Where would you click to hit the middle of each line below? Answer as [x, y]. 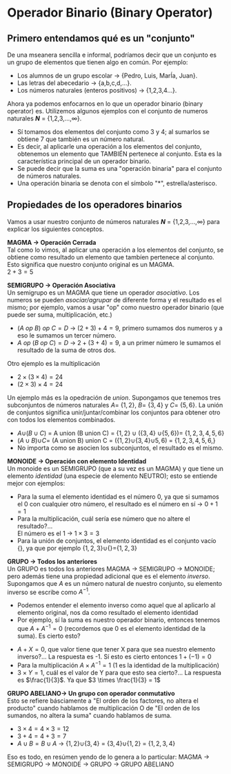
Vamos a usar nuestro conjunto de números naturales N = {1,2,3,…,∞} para [114, 221]
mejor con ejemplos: [36, 483]
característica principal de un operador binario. [84, 161]
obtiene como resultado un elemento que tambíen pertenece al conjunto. [111, 257]
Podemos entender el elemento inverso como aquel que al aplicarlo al [116, 605]
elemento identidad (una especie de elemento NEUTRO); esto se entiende [112, 476]
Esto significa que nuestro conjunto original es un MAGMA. [91, 264]
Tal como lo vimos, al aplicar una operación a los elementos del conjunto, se [115, 250]
